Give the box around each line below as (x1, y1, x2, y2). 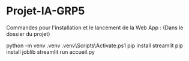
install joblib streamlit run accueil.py (6, 48, 95, 55)
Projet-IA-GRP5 (6, 4, 85, 18)
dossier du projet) (6, 30, 50, 37)
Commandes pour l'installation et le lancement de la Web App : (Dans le (6, 24, 184, 31)
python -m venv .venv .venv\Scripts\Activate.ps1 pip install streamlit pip (6, 42, 183, 49)
